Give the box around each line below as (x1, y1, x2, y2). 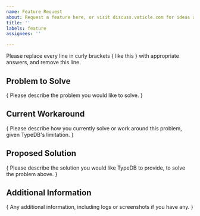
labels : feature (6, 25, 46, 32)
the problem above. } (6, 170, 58, 177)
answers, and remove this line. (6, 59, 82, 66)
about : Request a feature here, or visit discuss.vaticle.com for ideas (6, 14, 190, 20)
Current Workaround (6, 109, 85, 119)
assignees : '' (6, 31, 42, 37)
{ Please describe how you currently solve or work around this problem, (6, 124, 183, 132)
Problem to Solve (6, 76, 71, 86)
